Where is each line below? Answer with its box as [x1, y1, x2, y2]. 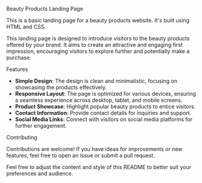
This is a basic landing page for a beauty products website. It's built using [6, 17, 190, 23]
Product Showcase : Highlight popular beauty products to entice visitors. [14, 103, 196, 110]
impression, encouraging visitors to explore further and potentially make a [6, 48, 190, 55]
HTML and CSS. [6, 23, 46, 30]
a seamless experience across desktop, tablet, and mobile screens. [14, 96, 183, 104]
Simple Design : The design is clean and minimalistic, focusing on [14, 78, 178, 84]
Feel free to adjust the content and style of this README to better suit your [6, 164, 192, 170]
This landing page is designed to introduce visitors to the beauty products [6, 35, 190, 42]
